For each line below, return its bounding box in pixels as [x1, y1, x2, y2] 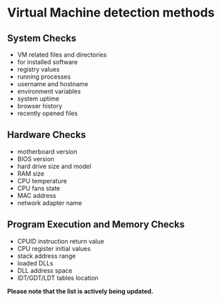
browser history [17, 102, 63, 110]
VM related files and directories [17, 50, 107, 59]
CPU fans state [17, 184, 61, 192]
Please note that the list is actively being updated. [7, 287, 154, 295]
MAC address [17, 191, 57, 199]
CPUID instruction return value [17, 236, 105, 245]
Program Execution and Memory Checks [7, 219, 185, 230]
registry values [17, 66, 60, 73]
